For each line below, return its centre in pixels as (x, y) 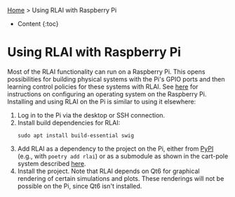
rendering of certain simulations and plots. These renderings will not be (121, 178)
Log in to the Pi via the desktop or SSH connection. (91, 115)
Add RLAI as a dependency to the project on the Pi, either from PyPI (115, 148)
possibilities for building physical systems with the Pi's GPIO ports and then (116, 79)
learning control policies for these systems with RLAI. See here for (103, 87)
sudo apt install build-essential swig (76, 135)
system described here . (52, 163)
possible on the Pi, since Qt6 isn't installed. (80, 186)
